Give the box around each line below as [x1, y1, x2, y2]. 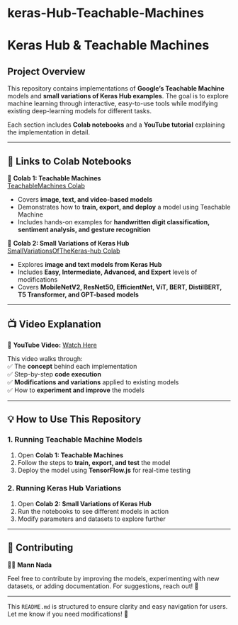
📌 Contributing [7, 541, 74, 554]
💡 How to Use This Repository [7, 413, 142, 425]
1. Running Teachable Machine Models [7, 435, 143, 445]
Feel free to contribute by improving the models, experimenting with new [7, 574, 220, 583]
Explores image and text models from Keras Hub [17, 260, 162, 268]
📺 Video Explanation [7, 319, 101, 331]
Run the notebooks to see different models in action [17, 507, 169, 515]
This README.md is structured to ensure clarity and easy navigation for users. [7, 602, 228, 610]
